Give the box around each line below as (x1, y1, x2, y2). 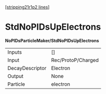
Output (7, 72, 23, 79)
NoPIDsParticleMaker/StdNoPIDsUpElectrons (5, 37, 99, 43)
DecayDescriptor (7, 64, 46, 71)
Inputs (7, 49, 22, 56)
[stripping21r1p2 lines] (5, 4, 50, 10)
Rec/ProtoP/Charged (51, 57, 99, 63)
